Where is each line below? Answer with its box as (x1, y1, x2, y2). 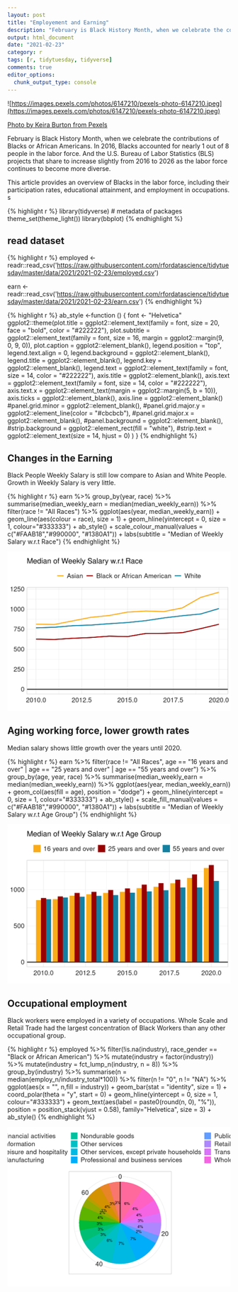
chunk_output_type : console (13, 79, 97, 86)
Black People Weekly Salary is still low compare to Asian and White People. (7, 471, 227, 480)
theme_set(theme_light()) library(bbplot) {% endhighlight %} (7, 214, 183, 223)
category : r (7, 49, 42, 56)
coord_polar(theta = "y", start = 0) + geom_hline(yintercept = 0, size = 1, (7, 1090, 218, 1099)
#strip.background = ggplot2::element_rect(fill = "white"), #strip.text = (7, 424, 212, 432)
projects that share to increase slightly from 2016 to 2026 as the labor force (7, 157, 228, 165)
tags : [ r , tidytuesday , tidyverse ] (7, 57, 113, 64)
